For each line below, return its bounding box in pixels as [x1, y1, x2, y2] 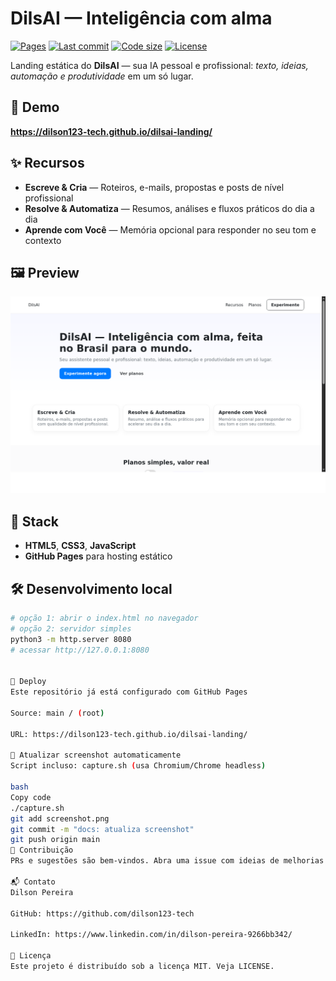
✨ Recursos [10, 155, 85, 172]
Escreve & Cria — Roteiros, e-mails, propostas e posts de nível [24, 181, 285, 193]
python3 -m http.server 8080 [10, 634, 132, 644]
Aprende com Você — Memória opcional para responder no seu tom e [24, 223, 317, 236]
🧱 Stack [10, 513, 60, 530]
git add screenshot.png [10, 813, 110, 824]
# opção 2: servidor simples [10, 623, 132, 634]
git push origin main [10, 835, 101, 845]
